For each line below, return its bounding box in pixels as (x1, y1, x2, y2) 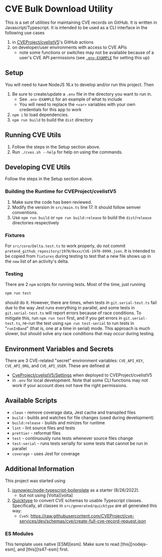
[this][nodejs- (120, 541, 148, 547)
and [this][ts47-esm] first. (17, 546, 69, 552)
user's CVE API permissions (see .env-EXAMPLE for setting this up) (19, 54, 150, 60)
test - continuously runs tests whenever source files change (12, 435, 133, 441)
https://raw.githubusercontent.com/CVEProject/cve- (30, 513, 134, 519)
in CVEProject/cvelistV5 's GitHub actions (12, 39, 94, 45)
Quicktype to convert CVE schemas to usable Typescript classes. (12, 497, 143, 503)
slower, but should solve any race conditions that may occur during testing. (5, 331, 155, 337)
